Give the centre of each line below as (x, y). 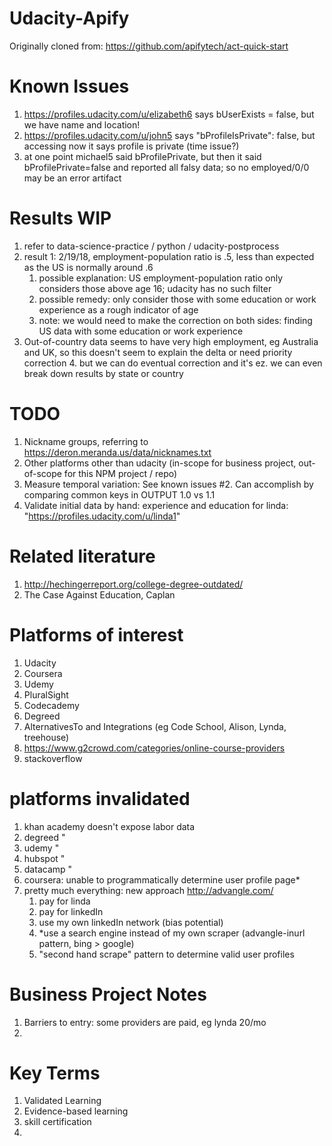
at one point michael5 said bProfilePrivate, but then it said (142, 156)
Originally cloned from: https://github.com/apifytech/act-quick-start (149, 46)
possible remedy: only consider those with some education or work (177, 299)
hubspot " (44, 858)
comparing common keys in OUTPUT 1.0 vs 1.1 (119, 494)
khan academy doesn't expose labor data (109, 826)
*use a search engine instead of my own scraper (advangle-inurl (172, 933)
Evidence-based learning (76, 1111)
